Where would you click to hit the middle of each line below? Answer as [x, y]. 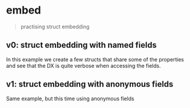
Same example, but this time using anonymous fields [70, 99]
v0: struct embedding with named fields [81, 45]
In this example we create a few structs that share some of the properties [95, 59]
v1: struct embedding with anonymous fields [90, 84]
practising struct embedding [55, 27]
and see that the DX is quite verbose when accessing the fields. [83, 66]
